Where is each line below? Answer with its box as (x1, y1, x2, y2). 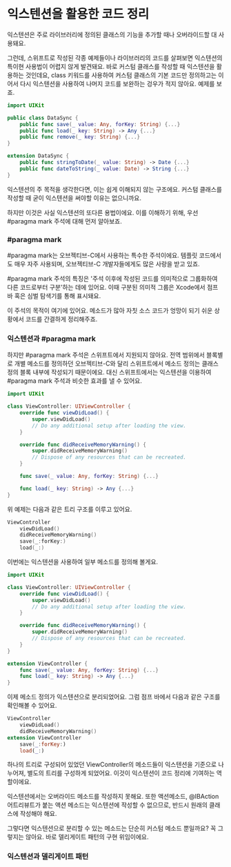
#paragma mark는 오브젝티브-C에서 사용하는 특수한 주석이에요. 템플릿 (7, 251, 198, 259)
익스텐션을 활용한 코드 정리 (7, 6, 150, 22)
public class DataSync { (7, 114, 79, 121)
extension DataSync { (7, 152, 70, 159)
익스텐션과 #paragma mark (7, 334, 97, 343)
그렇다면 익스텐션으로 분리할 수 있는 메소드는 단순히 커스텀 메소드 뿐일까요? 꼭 (7, 824, 217, 833)
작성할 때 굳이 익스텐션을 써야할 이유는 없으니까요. (7, 194, 142, 202)
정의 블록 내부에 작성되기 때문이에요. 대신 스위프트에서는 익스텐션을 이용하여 (7, 368, 212, 377)
